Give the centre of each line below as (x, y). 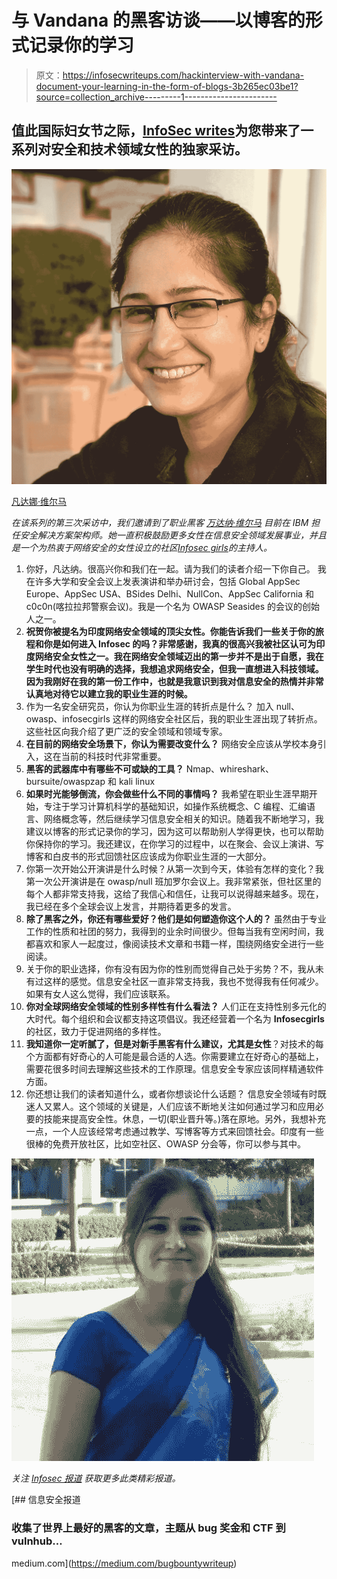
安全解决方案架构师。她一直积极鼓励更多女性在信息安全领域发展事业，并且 (173, 535)
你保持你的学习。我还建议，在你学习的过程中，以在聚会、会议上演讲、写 (174, 844)
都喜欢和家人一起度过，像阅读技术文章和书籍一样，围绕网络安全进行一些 (174, 944)
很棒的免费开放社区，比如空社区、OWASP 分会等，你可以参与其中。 (166, 1144)
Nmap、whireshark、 (230, 769)
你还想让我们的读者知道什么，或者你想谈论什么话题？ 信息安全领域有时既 (176, 1094)
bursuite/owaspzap (65, 782)
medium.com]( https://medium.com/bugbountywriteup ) (124, 1563)
